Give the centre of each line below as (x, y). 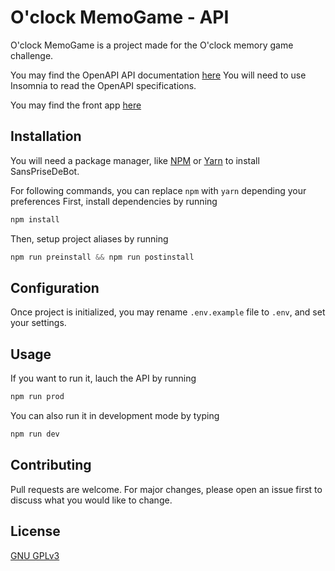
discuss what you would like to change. (91, 500)
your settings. (38, 323)
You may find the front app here (76, 105)
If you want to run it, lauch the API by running (103, 378)
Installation (46, 136)
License (35, 531)
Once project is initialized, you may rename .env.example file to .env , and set (168, 312)
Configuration (55, 287)
